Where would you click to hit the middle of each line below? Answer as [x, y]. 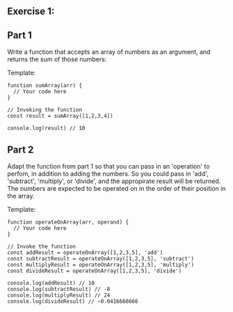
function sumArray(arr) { [45, 86]
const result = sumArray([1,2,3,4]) [60, 116]
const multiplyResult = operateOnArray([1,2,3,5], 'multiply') [101, 265]
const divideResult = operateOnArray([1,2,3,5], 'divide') [95, 271]
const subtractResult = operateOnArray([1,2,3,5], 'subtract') [101, 259]
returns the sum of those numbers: [57, 59]
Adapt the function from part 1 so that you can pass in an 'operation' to [109, 166]
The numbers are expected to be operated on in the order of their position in [116, 189]
